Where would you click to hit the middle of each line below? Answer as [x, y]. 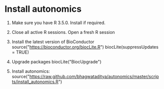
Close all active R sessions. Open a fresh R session [63, 32]
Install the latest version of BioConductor [53, 42]
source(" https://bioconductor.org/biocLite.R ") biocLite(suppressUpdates [85, 47]
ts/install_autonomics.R [35, 82]
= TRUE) [20, 52]
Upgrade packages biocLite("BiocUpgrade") [56, 61]
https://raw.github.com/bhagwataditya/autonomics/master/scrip [94, 76]
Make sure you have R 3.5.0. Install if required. [58, 23]
